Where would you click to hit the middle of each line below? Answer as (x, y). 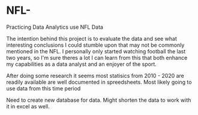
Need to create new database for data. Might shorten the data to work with (99, 100)
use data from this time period (43, 88)
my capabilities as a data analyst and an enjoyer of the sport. (82, 64)
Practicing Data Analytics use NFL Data (55, 27)
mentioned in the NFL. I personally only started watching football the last (96, 51)
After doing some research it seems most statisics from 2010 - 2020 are (95, 75)
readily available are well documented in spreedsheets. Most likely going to (99, 82)
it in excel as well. (28, 106)
